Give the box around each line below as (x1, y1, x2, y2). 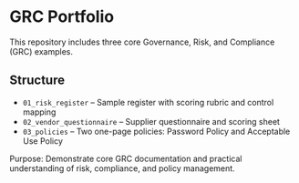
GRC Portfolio (9, 6, 115, 27)
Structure (9, 73, 66, 88)
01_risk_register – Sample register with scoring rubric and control (22, 97, 274, 107)
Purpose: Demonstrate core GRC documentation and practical (9, 153, 242, 164)
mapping (22, 107, 57, 117)
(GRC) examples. (9, 46, 73, 56)
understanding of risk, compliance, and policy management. (9, 162, 235, 174)
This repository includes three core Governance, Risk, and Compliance (9, 36, 275, 47)
